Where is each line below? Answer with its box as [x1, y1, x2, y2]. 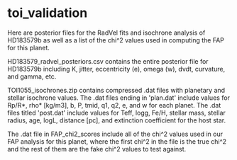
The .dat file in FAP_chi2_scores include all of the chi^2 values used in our [7, 130, 224, 138]
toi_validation [7, 5, 88, 21]
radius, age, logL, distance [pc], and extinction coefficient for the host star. [7, 115, 226, 125]
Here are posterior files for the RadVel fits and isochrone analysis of [7, 28, 206, 37]
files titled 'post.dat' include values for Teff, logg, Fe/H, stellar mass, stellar [7, 108, 226, 117]
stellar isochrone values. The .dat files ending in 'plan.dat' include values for [7, 93, 231, 102]
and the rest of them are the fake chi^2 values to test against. [7, 144, 187, 153]
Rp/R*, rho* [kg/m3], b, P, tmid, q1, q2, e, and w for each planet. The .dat [7, 101, 221, 109]
